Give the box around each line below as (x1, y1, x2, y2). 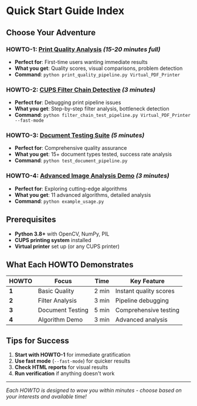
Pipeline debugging (115, 297, 169, 305)
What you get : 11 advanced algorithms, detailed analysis (14, 191, 151, 198)
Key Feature (130, 277, 165, 286)
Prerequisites (6, 214, 56, 224)
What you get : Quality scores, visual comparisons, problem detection (14, 65, 183, 72)
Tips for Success (6, 335, 69, 345)
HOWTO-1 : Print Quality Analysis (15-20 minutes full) (6, 45, 161, 53)
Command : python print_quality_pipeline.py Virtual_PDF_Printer (14, 71, 181, 78)
